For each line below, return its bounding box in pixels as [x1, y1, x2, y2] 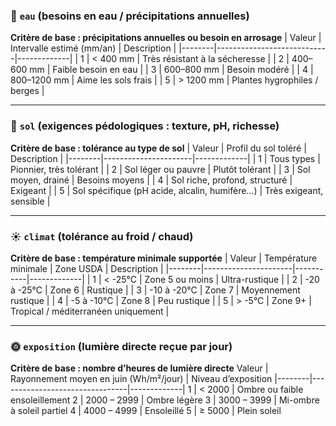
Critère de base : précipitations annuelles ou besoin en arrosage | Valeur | [10, 32, 322, 44]
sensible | [10, 195, 51, 207]
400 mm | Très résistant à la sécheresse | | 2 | [99, 53, 290, 65]
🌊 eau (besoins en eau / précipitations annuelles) [10, 9, 250, 23]
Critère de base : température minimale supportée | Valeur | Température [10, 252, 318, 264]
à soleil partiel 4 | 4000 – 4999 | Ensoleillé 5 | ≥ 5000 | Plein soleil [10, 405, 282, 417]
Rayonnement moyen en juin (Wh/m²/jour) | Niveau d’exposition [10, 373, 273, 385]
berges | [10, 85, 45, 97]
